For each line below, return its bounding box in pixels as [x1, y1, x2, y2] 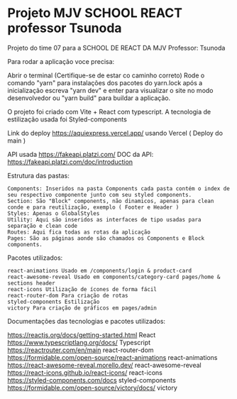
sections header [7, 279, 55, 287]
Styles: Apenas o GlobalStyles [7, 209, 100, 217]
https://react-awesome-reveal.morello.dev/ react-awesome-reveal [7, 361, 202, 369]
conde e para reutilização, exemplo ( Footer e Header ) [7, 204, 180, 211]
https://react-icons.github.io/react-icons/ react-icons [7, 368, 163, 377]
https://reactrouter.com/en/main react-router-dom [7, 346, 154, 354]
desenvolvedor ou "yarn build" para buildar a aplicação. [7, 94, 171, 102]
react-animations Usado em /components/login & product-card [7, 267, 192, 274]
